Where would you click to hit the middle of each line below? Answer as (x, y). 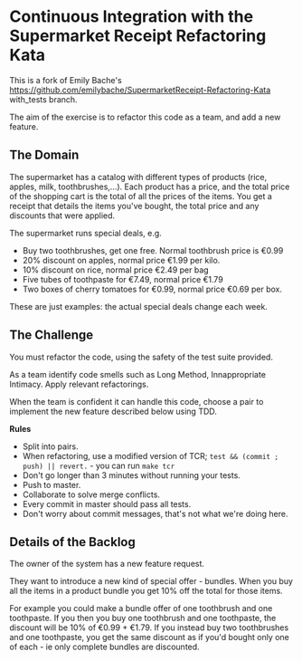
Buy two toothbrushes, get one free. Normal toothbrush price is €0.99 (153, 250)
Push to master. (52, 484)
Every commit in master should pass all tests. (107, 503)
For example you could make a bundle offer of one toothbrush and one (141, 608)
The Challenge (52, 335)
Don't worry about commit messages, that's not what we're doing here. (155, 513)
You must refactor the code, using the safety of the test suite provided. (142, 357)
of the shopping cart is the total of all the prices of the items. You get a (141, 196)
